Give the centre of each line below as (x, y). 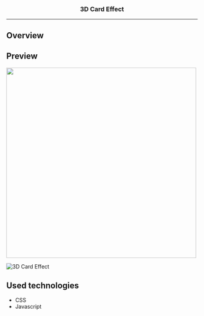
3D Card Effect (102, 9)
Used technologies (43, 285)
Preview (22, 56)
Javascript (28, 307)
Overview (25, 35)
